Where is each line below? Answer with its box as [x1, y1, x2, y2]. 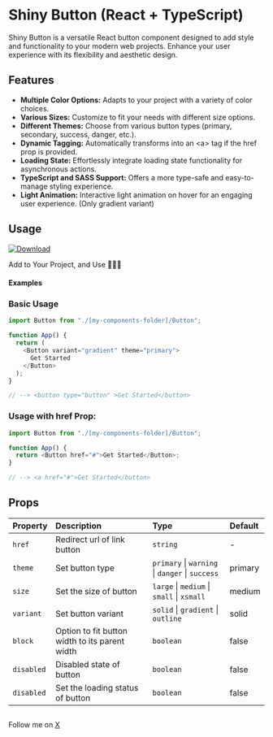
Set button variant [55, 608, 124, 619]
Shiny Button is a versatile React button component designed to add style [8, 33, 254, 42]
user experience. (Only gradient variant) [19, 198, 154, 208]
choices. [19, 103, 50, 113]
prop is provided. [19, 146, 78, 156]
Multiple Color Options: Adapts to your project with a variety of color [19, 95, 253, 105]
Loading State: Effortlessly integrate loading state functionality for [19, 155, 242, 165]
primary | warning [152, 557, 219, 568]
